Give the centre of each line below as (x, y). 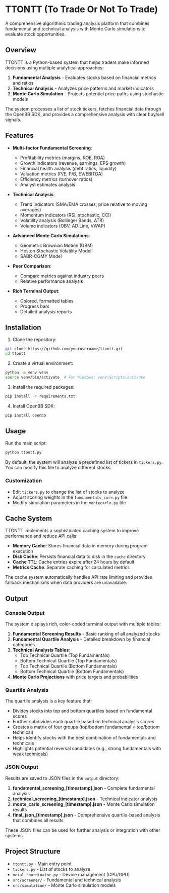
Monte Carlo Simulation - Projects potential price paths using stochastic (88, 94)
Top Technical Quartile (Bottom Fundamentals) (68, 666)
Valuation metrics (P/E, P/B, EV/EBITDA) (62, 174)
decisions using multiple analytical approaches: (55, 67)
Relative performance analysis (51, 281)
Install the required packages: (43, 387)
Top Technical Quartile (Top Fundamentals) (65, 655)
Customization (24, 481)
